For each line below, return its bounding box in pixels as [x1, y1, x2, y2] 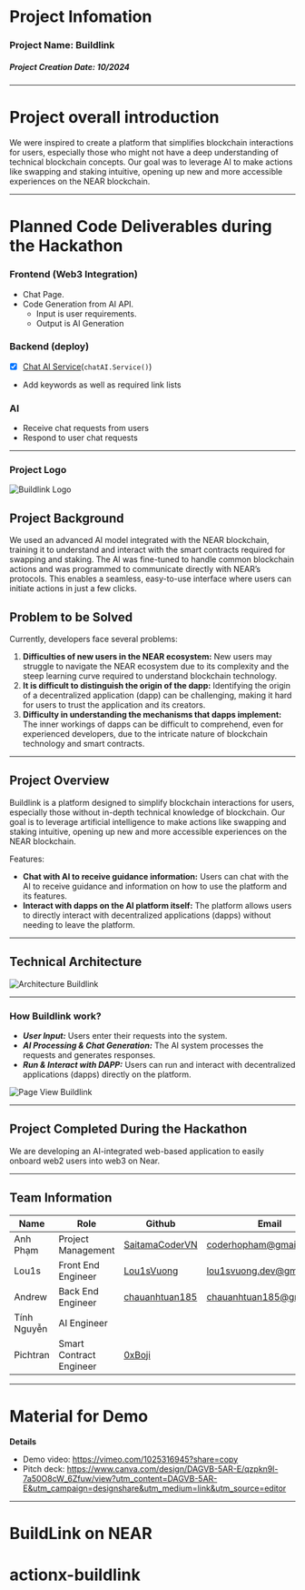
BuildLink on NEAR [9, 1523, 152, 1544]
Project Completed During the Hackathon [9, 1122, 248, 1137]
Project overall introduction [9, 107, 220, 128]
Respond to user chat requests [22, 432, 138, 443]
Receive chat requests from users [22, 423, 150, 434]
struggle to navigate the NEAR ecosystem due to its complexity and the [22, 661, 290, 672]
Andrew [14, 1290, 48, 1303]
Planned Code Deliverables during [9, 216, 272, 237]
